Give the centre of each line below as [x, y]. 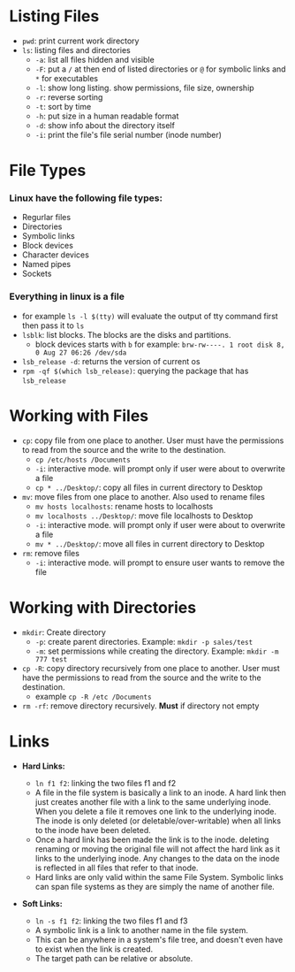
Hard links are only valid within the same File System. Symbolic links [159, 876]
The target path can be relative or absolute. [114, 958]
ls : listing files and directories [76, 50]
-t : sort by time [63, 106]
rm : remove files [50, 553]
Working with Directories [103, 607]
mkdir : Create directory [64, 632]
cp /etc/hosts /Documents [83, 460]
